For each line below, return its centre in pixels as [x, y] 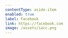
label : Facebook [22, 19]
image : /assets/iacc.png [31, 28]
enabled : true [20, 14]
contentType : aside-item [31, 10]
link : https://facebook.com [34, 23]
